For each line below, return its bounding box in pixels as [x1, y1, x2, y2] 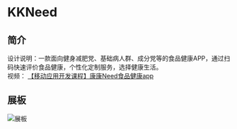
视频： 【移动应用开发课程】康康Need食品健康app [7, 72, 154, 80]
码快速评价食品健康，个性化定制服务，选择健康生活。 [7, 63, 163, 71]
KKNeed [7, 4, 58, 20]
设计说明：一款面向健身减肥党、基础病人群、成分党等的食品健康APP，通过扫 [7, 54, 231, 62]
